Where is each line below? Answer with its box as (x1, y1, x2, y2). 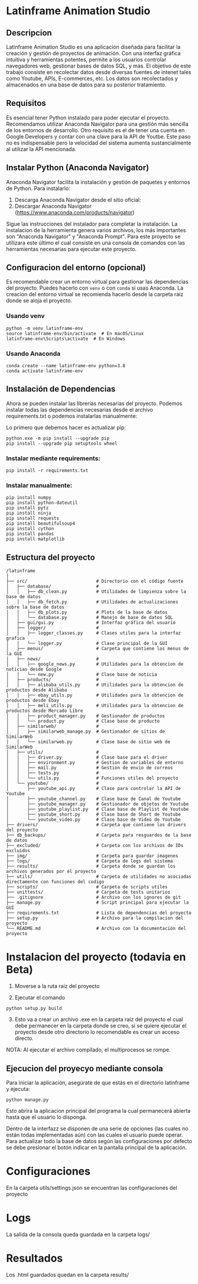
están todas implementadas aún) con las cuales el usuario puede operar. (6, 1131, 183, 1138)
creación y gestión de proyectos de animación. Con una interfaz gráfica (6, 50, 181, 57)
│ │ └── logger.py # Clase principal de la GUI (6, 641, 168, 647)
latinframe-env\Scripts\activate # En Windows (6, 336, 126, 342)
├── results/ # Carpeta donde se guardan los (6, 864, 176, 869)
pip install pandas (6, 531, 54, 537)
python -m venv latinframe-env (6, 325, 83, 331)
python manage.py (6, 1097, 49, 1103)
